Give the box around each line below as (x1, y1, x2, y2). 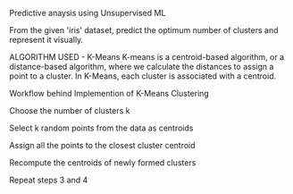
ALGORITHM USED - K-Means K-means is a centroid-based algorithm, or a (9, 52, 285, 62)
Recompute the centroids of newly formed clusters (9, 157, 197, 168)
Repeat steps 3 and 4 (9, 174, 88, 185)
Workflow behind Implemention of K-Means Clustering (9, 89, 210, 98)
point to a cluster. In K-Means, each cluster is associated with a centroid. (9, 71, 277, 81)
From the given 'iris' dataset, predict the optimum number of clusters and (9, 25, 279, 35)
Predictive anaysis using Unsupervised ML (9, 8, 166, 18)
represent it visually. (9, 35, 84, 45)
